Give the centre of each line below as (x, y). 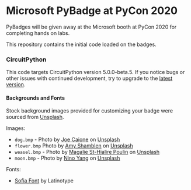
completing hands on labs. (38, 33)
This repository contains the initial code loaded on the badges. (81, 44)
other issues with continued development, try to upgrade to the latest (89, 78)
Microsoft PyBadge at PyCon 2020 (92, 11)
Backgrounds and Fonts (36, 98)
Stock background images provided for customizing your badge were (90, 111)
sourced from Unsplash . (35, 117)
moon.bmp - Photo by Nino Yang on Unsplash (67, 158)
